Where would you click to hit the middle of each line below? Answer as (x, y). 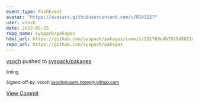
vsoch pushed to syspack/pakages (49, 61)
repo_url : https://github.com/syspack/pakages (65, 45)
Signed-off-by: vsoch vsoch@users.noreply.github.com (63, 82)
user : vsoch (21, 22)
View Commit (23, 93)
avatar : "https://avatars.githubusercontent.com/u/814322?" (82, 17)
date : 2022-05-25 (28, 28)
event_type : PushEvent (34, 11)
